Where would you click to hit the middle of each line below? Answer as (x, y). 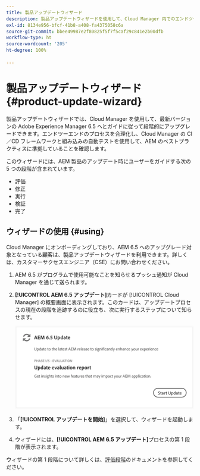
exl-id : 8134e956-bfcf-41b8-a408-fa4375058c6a (65, 25)
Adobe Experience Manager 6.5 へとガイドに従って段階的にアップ (99, 126)
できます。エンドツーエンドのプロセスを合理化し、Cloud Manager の (101, 133)
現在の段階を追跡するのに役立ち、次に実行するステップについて (104, 309)
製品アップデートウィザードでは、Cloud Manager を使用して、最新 (88, 118)
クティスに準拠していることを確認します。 (58, 148)
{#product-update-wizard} (74, 101)
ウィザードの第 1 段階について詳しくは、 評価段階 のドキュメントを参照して (97, 460)
